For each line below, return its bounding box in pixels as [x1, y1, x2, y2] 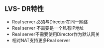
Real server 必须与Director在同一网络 [11, 19, 88, 25]
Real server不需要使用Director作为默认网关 [11, 31, 100, 37]
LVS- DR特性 [4, 4, 44, 13]
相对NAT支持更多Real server [11, 37, 71, 43]
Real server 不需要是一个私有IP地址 [11, 25, 84, 31]
